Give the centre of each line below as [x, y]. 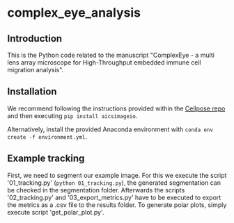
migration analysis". [36, 70]
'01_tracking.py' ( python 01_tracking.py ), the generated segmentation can [114, 183]
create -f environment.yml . [47, 136]
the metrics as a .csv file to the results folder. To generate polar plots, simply [117, 205]
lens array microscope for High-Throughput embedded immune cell [104, 63]
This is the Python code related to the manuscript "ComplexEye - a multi [111, 55]
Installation [32, 92]
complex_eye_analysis [74, 13]
